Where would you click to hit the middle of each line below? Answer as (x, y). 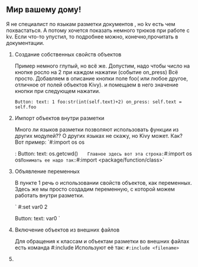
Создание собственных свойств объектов (68, 54)
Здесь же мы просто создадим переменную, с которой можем (95, 189)
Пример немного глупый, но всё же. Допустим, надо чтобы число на (102, 66)
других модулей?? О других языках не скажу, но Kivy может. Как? (99, 136)
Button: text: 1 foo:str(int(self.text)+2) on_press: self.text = (98, 102)
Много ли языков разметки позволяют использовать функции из (97, 129)
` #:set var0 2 (31, 207)
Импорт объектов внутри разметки (59, 118)
